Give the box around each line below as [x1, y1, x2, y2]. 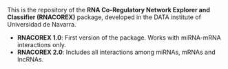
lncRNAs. [17, 55, 44, 64]
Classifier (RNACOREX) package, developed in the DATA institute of [7, 13, 202, 21]
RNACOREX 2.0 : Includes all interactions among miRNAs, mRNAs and [17, 48, 216, 56]
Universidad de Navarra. [7, 20, 77, 28]
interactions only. [17, 41, 67, 49]
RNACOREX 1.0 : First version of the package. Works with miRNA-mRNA [17, 33, 222, 42]
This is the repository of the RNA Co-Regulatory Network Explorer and [7, 6, 210, 14]
